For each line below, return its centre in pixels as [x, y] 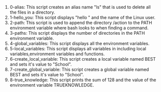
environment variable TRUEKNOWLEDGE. [52, 85]
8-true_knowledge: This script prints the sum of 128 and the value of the [83, 80]
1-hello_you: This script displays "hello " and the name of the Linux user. [82, 17]
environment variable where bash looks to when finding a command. [79, 28]
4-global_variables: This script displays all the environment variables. [80, 43]
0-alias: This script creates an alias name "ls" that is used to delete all [80, 7]
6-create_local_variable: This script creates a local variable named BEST [83, 59]
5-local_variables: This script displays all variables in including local [78, 49]
